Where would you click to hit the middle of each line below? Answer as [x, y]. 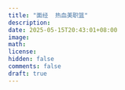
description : [29, 23]
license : [22, 52]
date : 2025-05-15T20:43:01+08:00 [63, 30]
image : [19, 37]
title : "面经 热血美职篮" [48, 15]
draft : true [28, 74]
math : [17, 45]
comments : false [35, 67]
